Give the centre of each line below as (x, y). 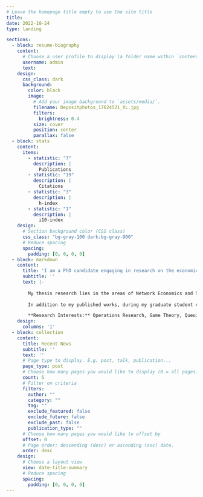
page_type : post (43, 366)
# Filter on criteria (50, 383)
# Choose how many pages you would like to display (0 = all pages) (110, 372)
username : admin (43, 62)
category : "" (44, 400)
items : (31, 152)
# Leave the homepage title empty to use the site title (79, 12)
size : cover (48, 124)
